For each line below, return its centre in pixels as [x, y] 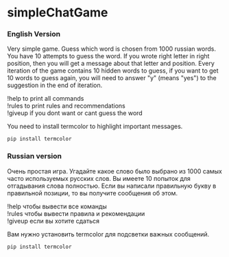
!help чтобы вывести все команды [57, 206]
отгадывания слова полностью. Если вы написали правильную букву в [112, 186]
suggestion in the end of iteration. [55, 85]
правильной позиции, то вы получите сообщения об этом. [93, 193]
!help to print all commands [46, 99]
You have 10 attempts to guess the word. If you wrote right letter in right [108, 56]
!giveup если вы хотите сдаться [53, 221]
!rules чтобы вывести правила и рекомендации [76, 213]
